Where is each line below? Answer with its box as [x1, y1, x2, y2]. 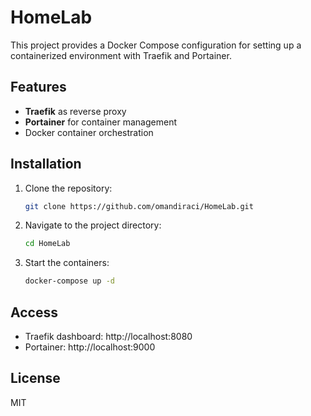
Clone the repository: [24, 182, 113, 194]
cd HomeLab [24, 239, 71, 249]
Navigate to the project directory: [24, 219, 162, 231]
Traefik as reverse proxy [24, 105, 127, 117]
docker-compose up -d [24, 276, 115, 286]
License [10, 370, 61, 387]
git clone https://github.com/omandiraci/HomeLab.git [24, 201, 254, 211]
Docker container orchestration [24, 126, 154, 138]
